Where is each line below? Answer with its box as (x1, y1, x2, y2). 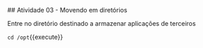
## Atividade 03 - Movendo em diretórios (7, 6, 128, 14)
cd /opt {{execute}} (7, 33, 63, 41)
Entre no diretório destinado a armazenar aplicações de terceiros (7, 19, 196, 27)
